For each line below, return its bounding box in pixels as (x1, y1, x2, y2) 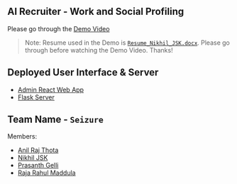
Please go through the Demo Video (7, 24, 110, 33)
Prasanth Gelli (17, 161, 59, 170)
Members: (7, 132, 38, 141)
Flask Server (17, 92, 55, 102)
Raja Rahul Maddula (17, 168, 76, 177)
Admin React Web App (17, 85, 84, 94)
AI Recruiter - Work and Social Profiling (7, 6, 184, 18)
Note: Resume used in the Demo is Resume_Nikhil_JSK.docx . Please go (24, 38, 231, 47)
